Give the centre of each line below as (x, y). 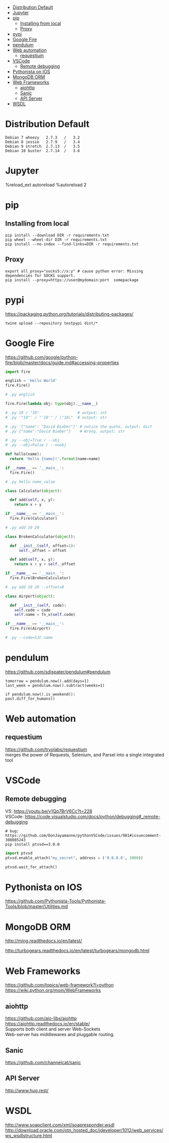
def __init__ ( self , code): (38, 605)
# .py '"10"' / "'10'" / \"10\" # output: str (56, 417)
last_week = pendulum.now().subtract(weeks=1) (55, 685)
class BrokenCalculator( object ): (40, 537)
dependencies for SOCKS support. (40, 275)
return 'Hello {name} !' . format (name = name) (55, 459)
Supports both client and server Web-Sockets (53, 1029)
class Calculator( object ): (34, 491)
